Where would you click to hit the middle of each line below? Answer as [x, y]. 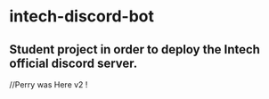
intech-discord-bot [82, 16]
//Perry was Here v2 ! [49, 85]
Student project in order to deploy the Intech [135, 49]
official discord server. [73, 63]
